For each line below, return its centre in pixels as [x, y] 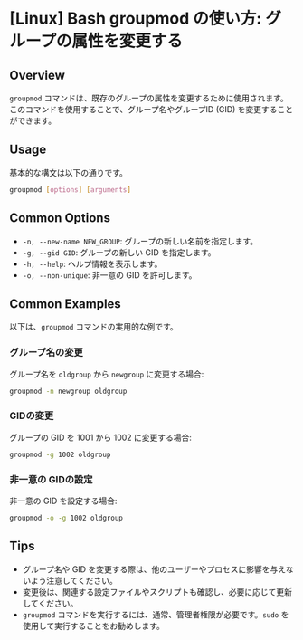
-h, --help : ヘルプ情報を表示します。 [92, 263]
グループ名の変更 [46, 352]
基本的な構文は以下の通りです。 [69, 172]
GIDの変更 [32, 416]
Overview [38, 75]
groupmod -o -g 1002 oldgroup [66, 518]
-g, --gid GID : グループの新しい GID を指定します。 [119, 252]
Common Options [60, 218]
